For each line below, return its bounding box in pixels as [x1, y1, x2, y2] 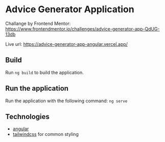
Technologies [5, 112, 50, 121]
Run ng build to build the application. [5, 69, 84, 75]
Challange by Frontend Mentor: [5, 20, 71, 26]
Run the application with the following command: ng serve [5, 98, 128, 104]
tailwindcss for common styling [12, 131, 79, 137]
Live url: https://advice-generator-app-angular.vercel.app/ [5, 41, 128, 47]
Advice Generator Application [5, 4, 134, 15]
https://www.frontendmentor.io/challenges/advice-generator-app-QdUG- [5, 25, 160, 32]
